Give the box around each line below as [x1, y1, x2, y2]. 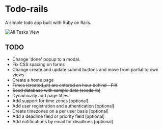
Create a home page [12, 77, 54, 83]
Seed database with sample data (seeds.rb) [12, 87, 101, 93]
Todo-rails [5, 3, 48, 15]
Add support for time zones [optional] [12, 98, 89, 104]
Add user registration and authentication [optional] [12, 103, 114, 108]
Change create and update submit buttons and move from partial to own [12, 66, 159, 72]
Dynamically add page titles [12, 92, 69, 98]
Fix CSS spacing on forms [12, 61, 65, 67]
